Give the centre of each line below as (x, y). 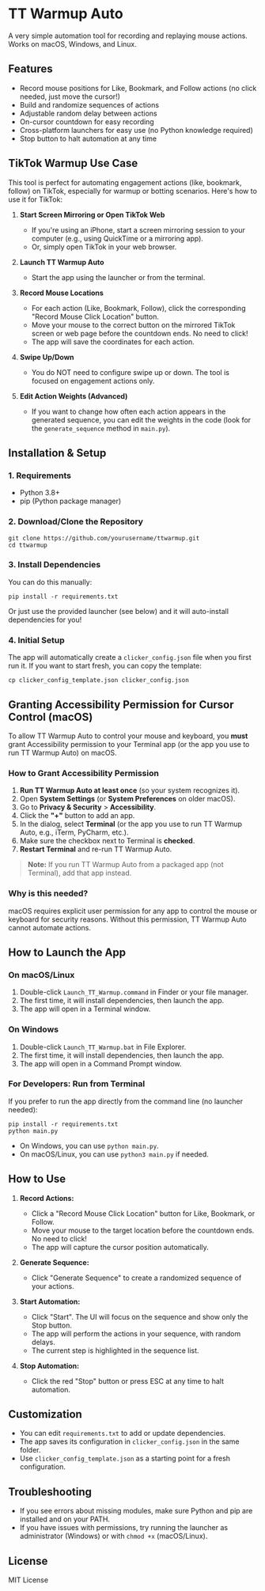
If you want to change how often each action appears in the (129, 411)
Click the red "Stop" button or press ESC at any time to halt (127, 1381)
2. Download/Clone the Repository (76, 521)
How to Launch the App (67, 952)
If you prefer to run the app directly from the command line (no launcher (126, 1101)
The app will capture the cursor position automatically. (120, 1247)
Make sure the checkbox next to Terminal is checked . (107, 841)
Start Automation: (50, 1301)
